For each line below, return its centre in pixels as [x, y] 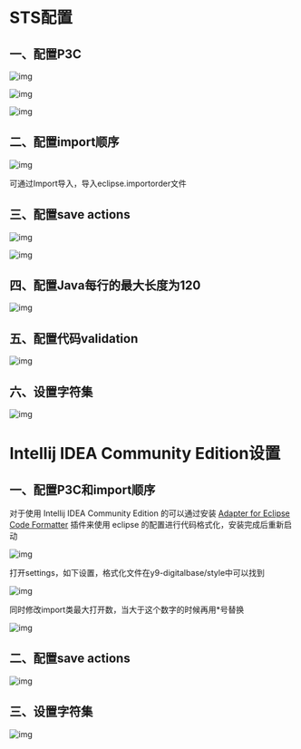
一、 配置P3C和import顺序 [83, 490]
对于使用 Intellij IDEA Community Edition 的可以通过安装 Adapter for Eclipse [150, 513]
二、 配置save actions [70, 659]
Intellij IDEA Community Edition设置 [145, 454]
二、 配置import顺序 [64, 142]
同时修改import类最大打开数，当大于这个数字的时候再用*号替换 [127, 610]
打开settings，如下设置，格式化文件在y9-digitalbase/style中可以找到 [137, 573]
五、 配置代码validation [74, 339]
